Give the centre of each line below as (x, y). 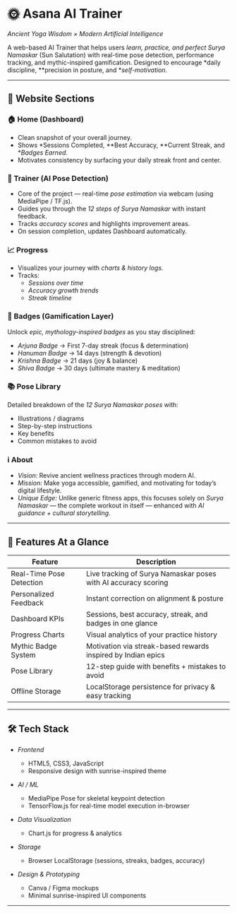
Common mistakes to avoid (57, 441)
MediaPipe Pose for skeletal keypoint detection (96, 798)
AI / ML (28, 784)
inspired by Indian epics (125, 654)
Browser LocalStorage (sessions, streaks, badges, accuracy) (116, 860)
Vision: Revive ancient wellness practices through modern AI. (107, 476)
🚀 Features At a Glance (58, 542)
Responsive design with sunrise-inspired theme (97, 771)
